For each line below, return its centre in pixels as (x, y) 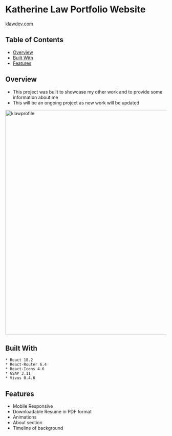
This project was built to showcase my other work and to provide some (88, 92)
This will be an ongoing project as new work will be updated (76, 103)
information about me (35, 97)
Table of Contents (35, 40)
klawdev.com (19, 24)
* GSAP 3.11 (18, 374)
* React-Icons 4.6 (25, 369)
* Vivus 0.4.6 (20, 378)
